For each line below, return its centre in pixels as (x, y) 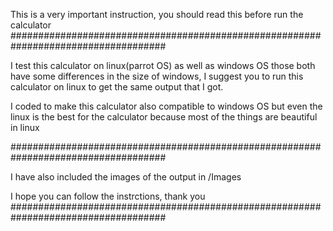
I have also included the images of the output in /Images (126, 177)
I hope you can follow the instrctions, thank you (108, 196)
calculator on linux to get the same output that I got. (117, 87)
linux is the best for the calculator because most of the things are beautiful (164, 117)
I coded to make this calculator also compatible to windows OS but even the (166, 106)
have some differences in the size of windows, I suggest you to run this (157, 76)
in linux (25, 127)
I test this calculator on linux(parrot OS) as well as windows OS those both (163, 65)
